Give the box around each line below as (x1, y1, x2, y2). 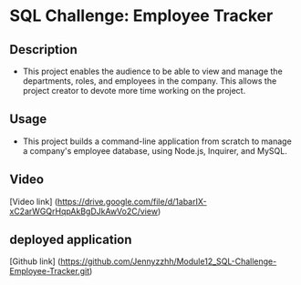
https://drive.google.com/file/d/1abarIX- (57, 196, 207, 207)
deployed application (9, 232, 132, 248)
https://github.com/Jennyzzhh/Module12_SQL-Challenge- (60, 256, 277, 267)
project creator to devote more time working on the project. (22, 86, 246, 96)
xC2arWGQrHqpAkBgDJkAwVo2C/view (9, 206, 158, 217)
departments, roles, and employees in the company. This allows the (22, 76, 277, 87)
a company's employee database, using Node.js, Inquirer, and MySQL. (22, 145, 287, 156)
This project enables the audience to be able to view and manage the (22, 66, 283, 76)
